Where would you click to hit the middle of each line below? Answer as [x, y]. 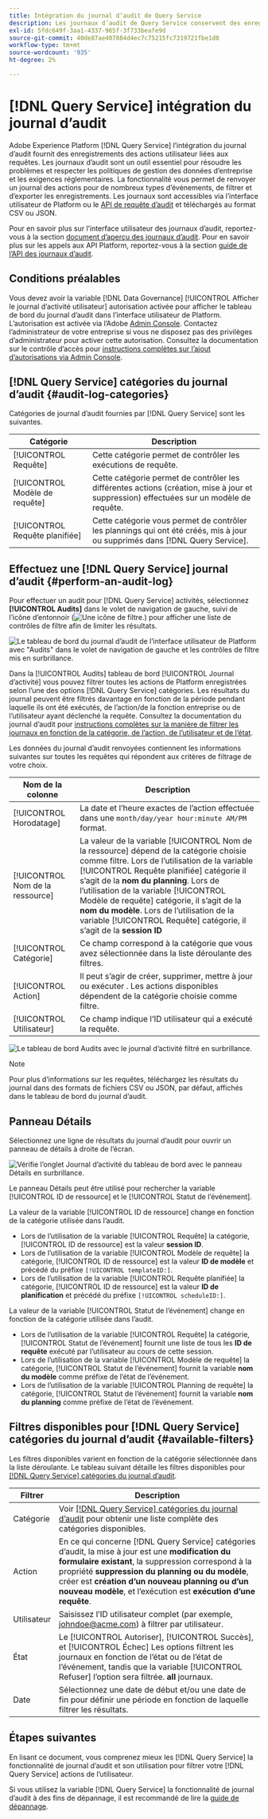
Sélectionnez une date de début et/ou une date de [153, 1689]
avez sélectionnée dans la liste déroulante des [166, 953]
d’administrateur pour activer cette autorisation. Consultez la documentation [134, 340]
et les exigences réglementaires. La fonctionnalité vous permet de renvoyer [133, 179]
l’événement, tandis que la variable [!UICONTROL [151, 1666]
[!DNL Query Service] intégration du [130, 106]
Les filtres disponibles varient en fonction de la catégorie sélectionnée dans [133, 1459]
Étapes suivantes [53, 1738]
